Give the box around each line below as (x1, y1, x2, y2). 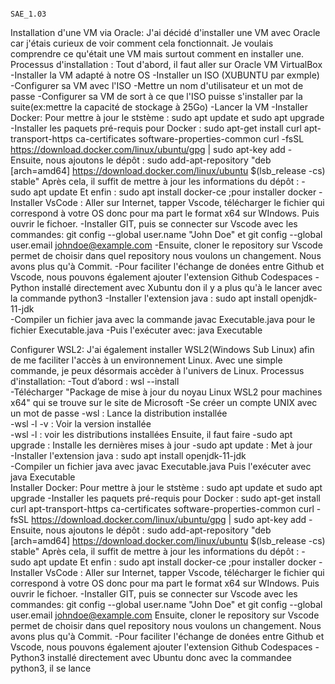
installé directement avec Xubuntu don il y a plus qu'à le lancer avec (41, 282, 323, 293)
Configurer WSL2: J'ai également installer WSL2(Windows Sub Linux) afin (10, 344, 315, 355)
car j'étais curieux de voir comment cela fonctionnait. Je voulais (10, 37, 274, 49)
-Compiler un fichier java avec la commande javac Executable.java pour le (10, 314, 316, 325)
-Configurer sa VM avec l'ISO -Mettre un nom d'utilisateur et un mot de (10, 80, 304, 91)
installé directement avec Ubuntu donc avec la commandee (47, 652, 292, 663)
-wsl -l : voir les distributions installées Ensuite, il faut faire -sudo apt (10, 429, 293, 440)
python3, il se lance (10, 662, 92, 674)
